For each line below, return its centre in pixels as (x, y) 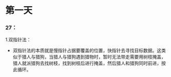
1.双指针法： (18, 40)
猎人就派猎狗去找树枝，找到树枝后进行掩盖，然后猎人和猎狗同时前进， (87, 63)
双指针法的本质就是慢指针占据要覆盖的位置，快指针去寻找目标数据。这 (87, 50)
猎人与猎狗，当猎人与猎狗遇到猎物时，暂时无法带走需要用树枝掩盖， (94, 57)
